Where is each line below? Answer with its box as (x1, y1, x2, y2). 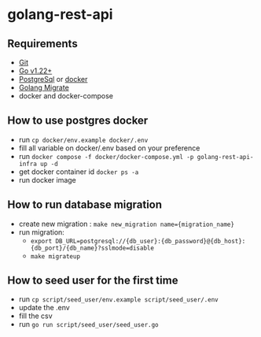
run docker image (18, 175, 76, 184)
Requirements (7, 37, 78, 50)
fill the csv (18, 311, 53, 320)
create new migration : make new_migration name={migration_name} (18, 219, 235, 228)
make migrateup (30, 252, 80, 261)
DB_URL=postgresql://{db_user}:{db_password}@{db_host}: (55, 237, 246, 245)
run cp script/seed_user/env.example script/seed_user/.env (18, 294, 219, 304)
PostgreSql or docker (18, 75, 88, 83)
